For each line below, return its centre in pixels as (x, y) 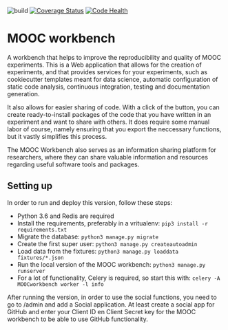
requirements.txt (42, 230)
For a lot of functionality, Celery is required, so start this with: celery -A (118, 278)
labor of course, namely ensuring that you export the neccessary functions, (114, 129)
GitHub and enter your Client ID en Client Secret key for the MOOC (102, 311)
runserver (31, 271)
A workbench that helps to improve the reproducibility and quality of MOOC (114, 57)
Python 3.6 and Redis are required (66, 216)
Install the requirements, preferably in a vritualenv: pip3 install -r (112, 223)
